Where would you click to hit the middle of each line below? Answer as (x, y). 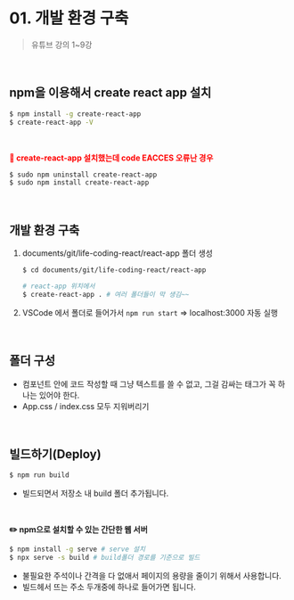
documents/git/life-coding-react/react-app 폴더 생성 (118, 253)
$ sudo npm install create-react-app (79, 183)
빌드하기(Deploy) (55, 454)
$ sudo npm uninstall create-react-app (83, 175)
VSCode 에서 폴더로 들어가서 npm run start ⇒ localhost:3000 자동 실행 (150, 312)
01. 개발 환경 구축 (69, 18)
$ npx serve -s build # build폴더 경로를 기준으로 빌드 (105, 558)
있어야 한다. (59, 395)
